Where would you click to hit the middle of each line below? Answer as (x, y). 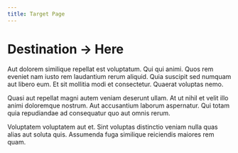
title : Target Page (36, 14)
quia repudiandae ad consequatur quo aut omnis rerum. (89, 113)
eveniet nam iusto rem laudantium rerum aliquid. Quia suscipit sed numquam (119, 76)
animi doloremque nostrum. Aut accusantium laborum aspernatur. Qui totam (118, 105)
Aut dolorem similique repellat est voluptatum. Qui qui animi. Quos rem (110, 69)
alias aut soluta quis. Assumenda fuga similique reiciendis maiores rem (111, 134)
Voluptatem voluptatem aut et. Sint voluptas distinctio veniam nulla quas (113, 127)
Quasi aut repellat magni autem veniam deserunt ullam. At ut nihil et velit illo (118, 97)
